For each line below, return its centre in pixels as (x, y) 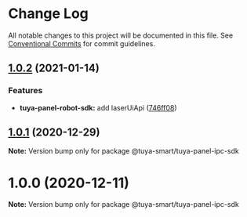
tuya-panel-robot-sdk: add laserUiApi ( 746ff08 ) (98, 107)
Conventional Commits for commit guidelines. (82, 43)
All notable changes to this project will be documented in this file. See (121, 35)
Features (25, 91)
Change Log (48, 14)
